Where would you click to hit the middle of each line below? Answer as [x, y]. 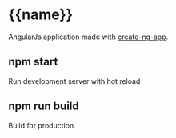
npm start [33, 62]
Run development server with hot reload [74, 81]
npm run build [44, 106]
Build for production [41, 125]
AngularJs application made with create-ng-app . [88, 37]
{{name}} [41, 15]
